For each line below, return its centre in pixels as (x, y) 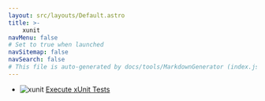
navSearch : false (37, 60)
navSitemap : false (38, 52)
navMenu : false (33, 37)
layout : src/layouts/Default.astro (67, 15)
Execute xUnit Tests (78, 89)
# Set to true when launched (56, 45)
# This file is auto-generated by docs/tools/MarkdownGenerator (116, 67)
